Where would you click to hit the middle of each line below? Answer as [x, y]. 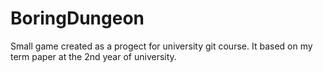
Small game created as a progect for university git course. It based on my [161, 46]
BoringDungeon [77, 18]
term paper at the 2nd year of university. [93, 56]
